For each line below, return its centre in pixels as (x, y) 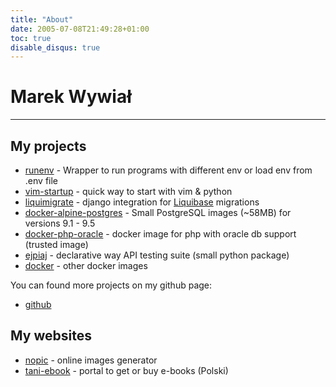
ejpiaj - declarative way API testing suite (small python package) (157, 255)
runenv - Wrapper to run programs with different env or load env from (168, 170)
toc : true (31, 38)
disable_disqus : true (55, 47)
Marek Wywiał (71, 97)
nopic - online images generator (91, 360)
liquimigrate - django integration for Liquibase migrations (142, 202)
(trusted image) (56, 244)
